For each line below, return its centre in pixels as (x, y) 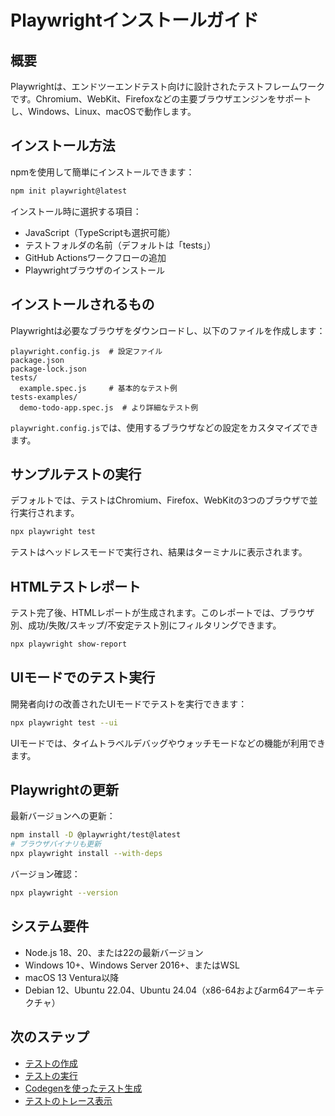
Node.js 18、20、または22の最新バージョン (114, 952)
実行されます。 (49, 513)
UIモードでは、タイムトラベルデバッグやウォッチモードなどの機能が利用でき (168, 743)
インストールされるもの (82, 304)
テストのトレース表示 (68, 1100)
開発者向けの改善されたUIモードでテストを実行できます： (129, 703)
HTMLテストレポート (76, 586)
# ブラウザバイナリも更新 (56, 844)
